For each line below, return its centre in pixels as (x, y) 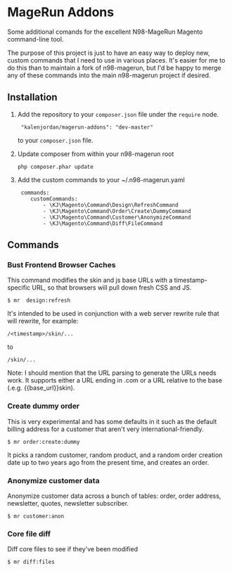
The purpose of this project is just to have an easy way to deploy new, (109, 53)
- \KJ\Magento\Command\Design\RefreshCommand (111, 205)
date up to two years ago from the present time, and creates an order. (108, 462)
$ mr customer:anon (36, 517)
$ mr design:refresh (39, 301)
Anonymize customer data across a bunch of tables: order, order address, (114, 496)
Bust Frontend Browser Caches (62, 265)
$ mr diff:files (31, 562)
